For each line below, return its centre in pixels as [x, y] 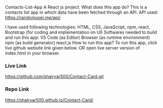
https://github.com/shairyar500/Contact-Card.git [54, 77]
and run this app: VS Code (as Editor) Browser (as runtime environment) [78, 37]
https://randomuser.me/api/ [33, 17]
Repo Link [17, 89]
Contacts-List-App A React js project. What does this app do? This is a [76, 7]
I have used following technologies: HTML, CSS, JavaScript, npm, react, [78, 27]
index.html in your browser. [33, 53]
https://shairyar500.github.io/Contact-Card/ [49, 100]
